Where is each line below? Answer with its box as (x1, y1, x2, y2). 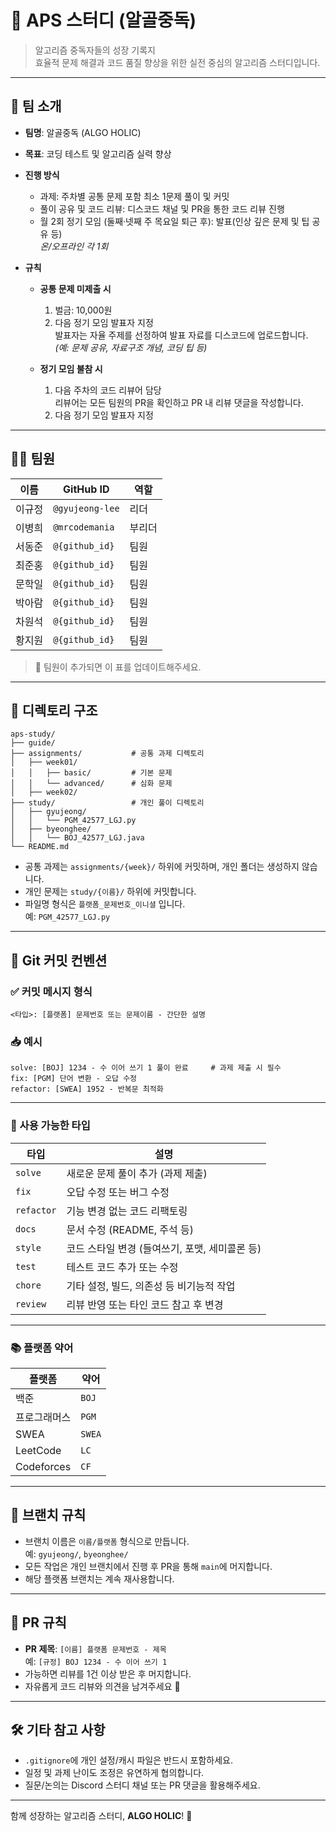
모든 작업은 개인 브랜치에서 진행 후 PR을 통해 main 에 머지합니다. (24, 1560, 273, 1572)
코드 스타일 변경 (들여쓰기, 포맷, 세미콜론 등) (66, 1241, 262, 1255)
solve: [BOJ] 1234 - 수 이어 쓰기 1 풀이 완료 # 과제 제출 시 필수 (10, 1063, 282, 1073)
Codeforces (15, 1459, 72, 1473)
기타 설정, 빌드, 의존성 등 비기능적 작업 (66, 1279, 236, 1293)
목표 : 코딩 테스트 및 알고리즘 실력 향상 (24, 147, 172, 160)
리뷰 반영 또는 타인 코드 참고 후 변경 (66, 1297, 224, 1311)
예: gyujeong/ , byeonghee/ (24, 1547, 129, 1560)
